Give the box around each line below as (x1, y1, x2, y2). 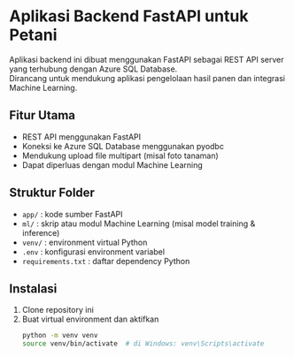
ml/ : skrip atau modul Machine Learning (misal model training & (21, 218, 256, 229)
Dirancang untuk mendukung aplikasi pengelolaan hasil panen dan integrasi (9, 72, 286, 83)
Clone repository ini (21, 305, 95, 315)
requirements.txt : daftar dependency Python (21, 255, 190, 266)
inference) (21, 227, 60, 238)
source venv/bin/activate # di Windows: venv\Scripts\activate (21, 339, 265, 348)
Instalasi (9, 281, 58, 296)
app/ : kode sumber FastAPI (21, 209, 123, 219)
